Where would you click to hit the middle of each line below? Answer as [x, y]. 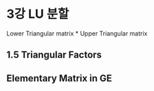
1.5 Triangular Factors [54, 55]
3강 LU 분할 [38, 14]
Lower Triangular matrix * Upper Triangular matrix [77, 33]
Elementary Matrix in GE [59, 78]
